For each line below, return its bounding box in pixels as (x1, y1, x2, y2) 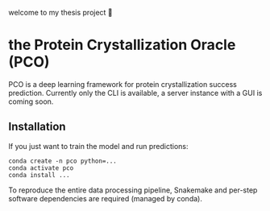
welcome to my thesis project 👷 (8, 8, 113, 17)
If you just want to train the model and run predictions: (8, 141, 189, 151)
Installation (8, 120, 66, 134)
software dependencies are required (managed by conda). (8, 193, 203, 203)
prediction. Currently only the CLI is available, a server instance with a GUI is (8, 88, 263, 97)
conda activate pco (8, 163, 74, 172)
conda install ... (8, 171, 70, 179)
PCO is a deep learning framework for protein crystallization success (8, 79, 238, 89)
